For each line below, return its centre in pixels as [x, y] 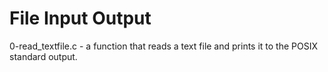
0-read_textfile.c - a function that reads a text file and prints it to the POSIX [164, 46]
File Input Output [80, 18]
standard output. [43, 56]
